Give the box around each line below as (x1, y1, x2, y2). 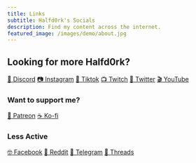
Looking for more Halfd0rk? (7, 56, 131, 67)
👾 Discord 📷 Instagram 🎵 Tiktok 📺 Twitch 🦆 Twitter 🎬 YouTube (7, 75, 189, 84)
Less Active (7, 131, 48, 141)
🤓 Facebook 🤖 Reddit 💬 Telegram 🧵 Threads (7, 148, 134, 156)
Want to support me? (7, 95, 80, 105)
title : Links (7, 10, 45, 18)
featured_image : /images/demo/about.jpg (7, 30, 127, 37)
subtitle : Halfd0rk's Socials (7, 17, 96, 24)
